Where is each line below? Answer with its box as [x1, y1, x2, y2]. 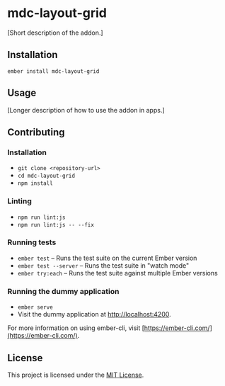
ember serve [17, 304, 53, 311]
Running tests [7, 237, 57, 247]
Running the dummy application [7, 286, 120, 296]
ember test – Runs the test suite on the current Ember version [17, 254, 197, 262]
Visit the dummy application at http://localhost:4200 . [17, 310, 171, 319]
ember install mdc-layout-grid [7, 67, 100, 75]
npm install [17, 180, 53, 187]
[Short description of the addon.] [7, 28, 104, 37]
